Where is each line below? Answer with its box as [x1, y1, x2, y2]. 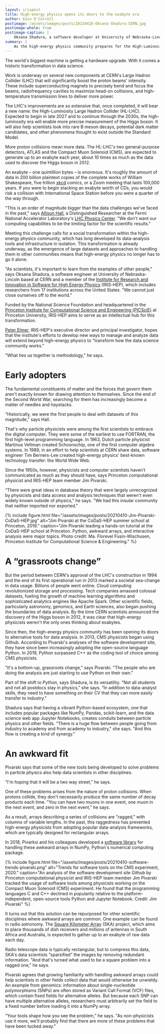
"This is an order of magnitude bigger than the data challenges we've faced [5, 205, 158, 211]
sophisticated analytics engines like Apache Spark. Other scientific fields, [5, 598, 154, 604]
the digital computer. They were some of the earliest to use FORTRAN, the [5, 431, 155, 437]
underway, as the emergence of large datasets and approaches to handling [5, 246, 157, 252]
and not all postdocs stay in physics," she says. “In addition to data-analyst [5, 684, 157, 691]
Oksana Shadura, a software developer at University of [14, 35, 131, 40]
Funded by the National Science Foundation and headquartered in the [5, 301, 146, 307]
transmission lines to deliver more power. [31, 93, 114, 99]
